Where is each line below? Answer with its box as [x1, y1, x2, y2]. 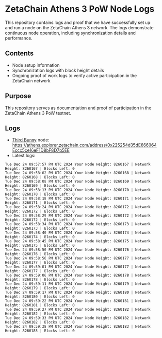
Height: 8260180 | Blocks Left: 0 [5, 294, 75, 299]
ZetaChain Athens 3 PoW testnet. [5, 110, 71, 116]
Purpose [5, 92, 32, 100]
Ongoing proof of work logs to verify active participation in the [12, 72, 137, 79]
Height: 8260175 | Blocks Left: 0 [5, 243, 75, 248]
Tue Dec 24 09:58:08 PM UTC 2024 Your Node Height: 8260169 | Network [5, 179, 151, 184]
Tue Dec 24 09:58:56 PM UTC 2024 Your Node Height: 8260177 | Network [5, 256, 151, 261]
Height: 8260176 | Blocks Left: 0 [5, 252, 75, 257]
